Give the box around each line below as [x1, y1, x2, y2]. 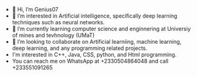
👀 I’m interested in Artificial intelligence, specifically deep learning [12, 12, 178, 19]
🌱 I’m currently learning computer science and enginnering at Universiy [12, 25, 191, 32]
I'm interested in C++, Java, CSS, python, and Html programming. [12, 51, 177, 58]
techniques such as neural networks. [12, 19, 105, 26]
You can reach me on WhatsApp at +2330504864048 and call [12, 58, 169, 64]
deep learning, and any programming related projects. [12, 44, 148, 52]
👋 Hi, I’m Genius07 [12, 6, 59, 13]
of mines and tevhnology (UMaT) [12, 32, 95, 39]
